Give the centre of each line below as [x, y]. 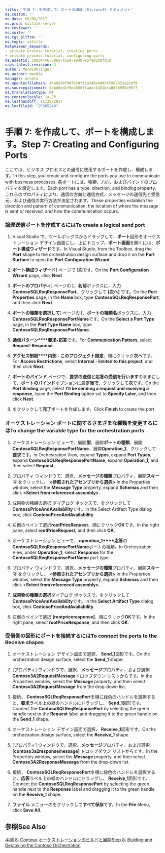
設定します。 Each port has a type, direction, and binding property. [89, 188]
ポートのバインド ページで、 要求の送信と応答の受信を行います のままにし [86, 377]
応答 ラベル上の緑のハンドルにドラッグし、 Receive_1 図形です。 [85, 778]
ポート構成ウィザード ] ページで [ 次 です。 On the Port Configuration [81, 270]
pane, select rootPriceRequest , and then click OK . [64, 530]
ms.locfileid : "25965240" [32, 106]
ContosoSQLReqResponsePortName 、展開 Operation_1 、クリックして [84, 448]
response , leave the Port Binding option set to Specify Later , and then [84, 394]
